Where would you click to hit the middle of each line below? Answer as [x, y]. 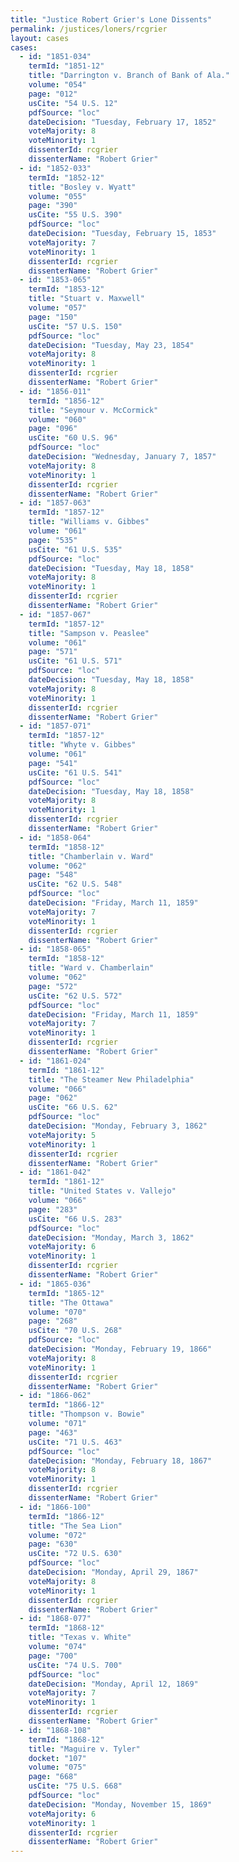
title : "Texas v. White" [80, 1637]
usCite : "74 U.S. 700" [75, 1665]
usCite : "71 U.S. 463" [75, 1442]
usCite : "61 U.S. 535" [75, 549]
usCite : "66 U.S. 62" [73, 1107]
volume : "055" [57, 196]
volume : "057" [57, 308]
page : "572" [53, 986]
